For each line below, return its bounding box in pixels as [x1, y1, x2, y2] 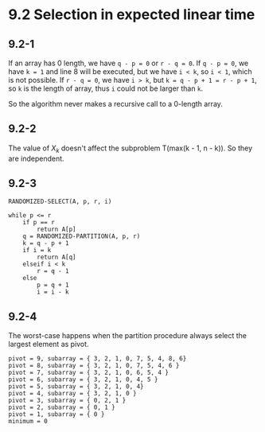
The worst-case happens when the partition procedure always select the [8, 331, 247, 341]
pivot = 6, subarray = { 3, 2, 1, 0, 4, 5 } [8, 376, 158, 383]
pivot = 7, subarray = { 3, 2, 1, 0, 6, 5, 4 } [8, 368, 170, 377]
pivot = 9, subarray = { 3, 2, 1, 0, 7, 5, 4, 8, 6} [8, 355, 187, 363]
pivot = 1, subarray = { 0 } [8, 411, 105, 418]
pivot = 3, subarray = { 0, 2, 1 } [8, 396, 127, 405]
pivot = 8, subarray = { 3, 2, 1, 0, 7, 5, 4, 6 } [8, 362, 180, 370]
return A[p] [37, 225, 77, 234]
